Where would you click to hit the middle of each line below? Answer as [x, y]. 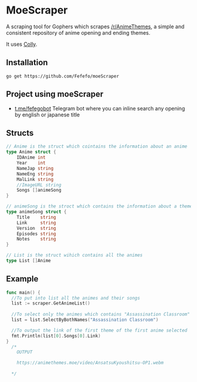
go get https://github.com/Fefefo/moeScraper [62, 76]
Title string [37, 217]
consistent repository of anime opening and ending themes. [78, 32]
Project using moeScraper [55, 94]
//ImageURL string [39, 185]
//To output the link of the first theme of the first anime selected [99, 330]
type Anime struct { [31, 152]
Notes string [37, 239]
